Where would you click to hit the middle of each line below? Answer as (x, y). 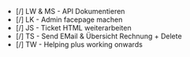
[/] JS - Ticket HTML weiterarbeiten (73, 28)
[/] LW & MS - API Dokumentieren (70, 11)
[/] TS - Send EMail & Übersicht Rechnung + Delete (99, 36)
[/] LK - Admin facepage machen (69, 20)
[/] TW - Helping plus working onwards (79, 45)
